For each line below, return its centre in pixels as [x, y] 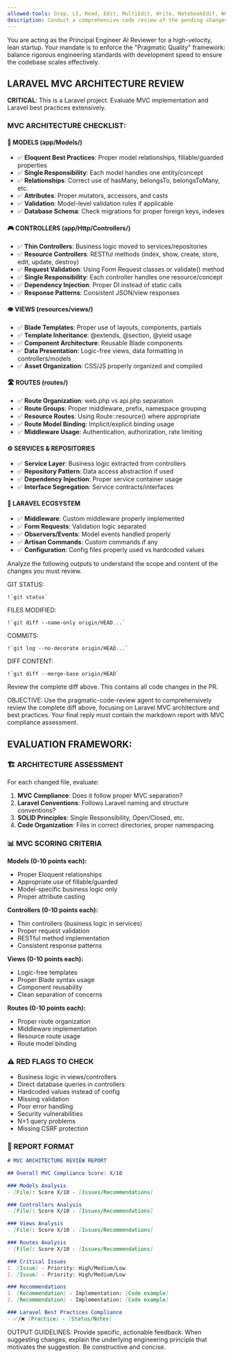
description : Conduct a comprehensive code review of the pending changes [118, 20]
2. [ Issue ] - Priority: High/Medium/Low [67, 1274]
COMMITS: [23, 636]
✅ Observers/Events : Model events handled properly [94, 534]
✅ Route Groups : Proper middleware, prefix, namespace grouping [112, 409]
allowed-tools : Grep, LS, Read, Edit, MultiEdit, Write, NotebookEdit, [113, 14]
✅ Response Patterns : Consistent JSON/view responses [98, 293]
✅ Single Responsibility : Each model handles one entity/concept [110, 173]
